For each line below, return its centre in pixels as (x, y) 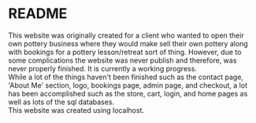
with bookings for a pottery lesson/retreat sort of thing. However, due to (125, 52)
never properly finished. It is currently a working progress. (102, 68)
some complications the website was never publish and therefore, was (122, 60)
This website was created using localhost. (76, 110)
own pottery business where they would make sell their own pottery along (128, 43)
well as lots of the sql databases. (61, 102)
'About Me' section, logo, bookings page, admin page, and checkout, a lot (128, 85)
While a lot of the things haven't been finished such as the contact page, (126, 77)
